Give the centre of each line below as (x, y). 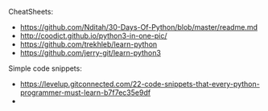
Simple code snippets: (45, 68)
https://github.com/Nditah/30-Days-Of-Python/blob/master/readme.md (138, 27)
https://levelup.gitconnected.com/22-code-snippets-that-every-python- (140, 84)
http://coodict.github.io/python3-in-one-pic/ (93, 36)
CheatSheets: (31, 12)
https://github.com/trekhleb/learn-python (89, 44)
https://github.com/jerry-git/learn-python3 (90, 53)
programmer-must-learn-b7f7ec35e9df (85, 92)
